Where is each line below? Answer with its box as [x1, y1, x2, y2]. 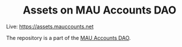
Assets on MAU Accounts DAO [23, 4, 177, 17]
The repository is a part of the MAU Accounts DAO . [6, 34, 131, 41]
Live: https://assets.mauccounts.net [6, 23, 94, 30]
